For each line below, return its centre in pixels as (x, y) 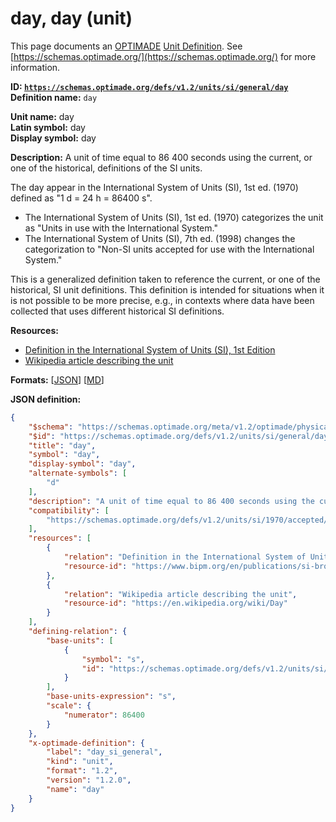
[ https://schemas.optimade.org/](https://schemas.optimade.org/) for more (163, 56)
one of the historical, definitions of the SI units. (106, 168)
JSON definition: (46, 399)
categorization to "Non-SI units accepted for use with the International (169, 249)
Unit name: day (42, 116)
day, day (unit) (71, 18)
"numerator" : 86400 (104, 715)
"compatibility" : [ (69, 510)
